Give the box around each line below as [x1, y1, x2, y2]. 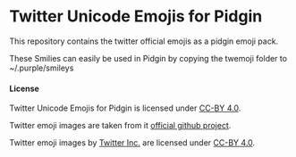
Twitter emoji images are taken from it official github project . [9, 120, 232, 131]
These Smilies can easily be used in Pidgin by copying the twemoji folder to [9, 53, 288, 63]
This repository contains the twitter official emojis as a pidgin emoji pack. [9, 36, 279, 46]
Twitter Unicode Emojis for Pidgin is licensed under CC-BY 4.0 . [9, 103, 241, 113]
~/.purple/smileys [9, 62, 74, 73]
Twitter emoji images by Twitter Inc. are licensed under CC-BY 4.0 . [9, 137, 256, 148]
